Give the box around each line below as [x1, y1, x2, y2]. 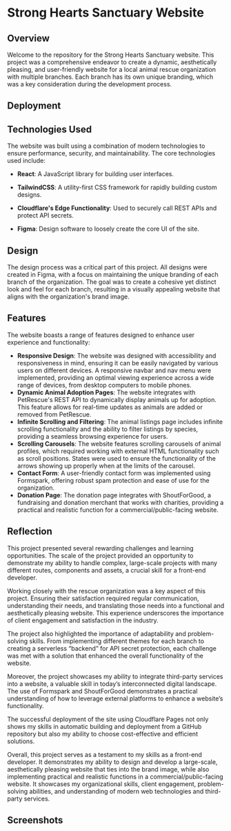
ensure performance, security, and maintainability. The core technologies [7, 149, 216, 157]
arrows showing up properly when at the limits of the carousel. [17, 461, 195, 470]
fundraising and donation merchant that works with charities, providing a [17, 498, 224, 506]
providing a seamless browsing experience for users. [17, 432, 168, 440]
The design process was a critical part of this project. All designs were [7, 263, 208, 271]
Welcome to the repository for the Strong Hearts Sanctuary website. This [7, 50, 214, 59]
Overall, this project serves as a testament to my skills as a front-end [7, 750, 202, 758]
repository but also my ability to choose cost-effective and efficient [7, 729, 199, 738]
